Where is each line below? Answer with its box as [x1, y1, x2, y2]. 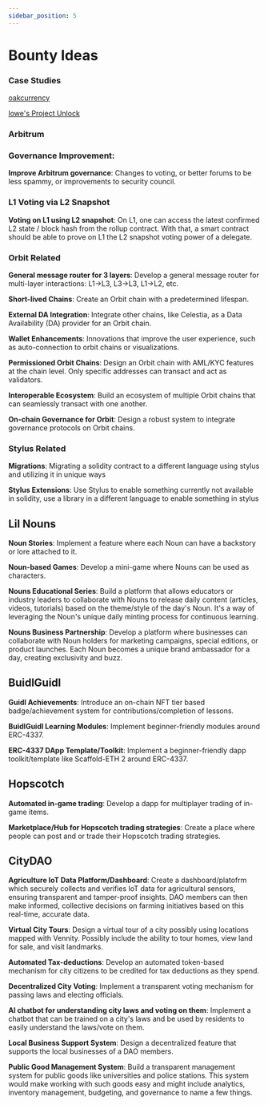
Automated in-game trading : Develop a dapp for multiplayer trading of [8, 798, 242, 808]
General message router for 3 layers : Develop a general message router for [8, 270, 260, 280]
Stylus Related [8, 442, 66, 454]
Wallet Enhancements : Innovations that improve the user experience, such [8, 333, 256, 343]
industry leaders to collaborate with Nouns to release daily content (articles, [8, 595, 258, 605]
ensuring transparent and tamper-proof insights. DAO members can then [8, 893, 248, 902]
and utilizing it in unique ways [8, 470, 106, 479]
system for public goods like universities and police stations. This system [8, 1071, 250, 1080]
